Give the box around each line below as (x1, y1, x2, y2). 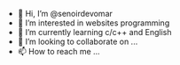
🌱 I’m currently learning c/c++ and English (17, 27, 172, 37)
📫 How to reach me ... (17, 47, 100, 56)
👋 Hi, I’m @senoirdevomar (17, 9, 113, 18)
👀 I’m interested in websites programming (17, 18, 170, 28)
